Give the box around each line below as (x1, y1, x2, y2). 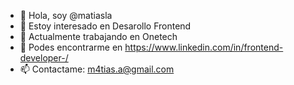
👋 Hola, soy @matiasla (19, 10, 113, 21)
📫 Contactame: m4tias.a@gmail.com (19, 63, 175, 75)
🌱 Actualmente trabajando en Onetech (19, 31, 178, 42)
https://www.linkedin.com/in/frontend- (124, 41, 284, 53)
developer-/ (19, 52, 69, 64)
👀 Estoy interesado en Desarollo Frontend (19, 20, 192, 32)
